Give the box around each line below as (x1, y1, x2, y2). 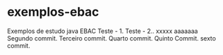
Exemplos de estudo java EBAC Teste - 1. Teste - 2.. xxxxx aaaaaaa (7, 27, 198, 35)
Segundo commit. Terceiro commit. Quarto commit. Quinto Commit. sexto (7, 34, 216, 42)
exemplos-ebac (7, 4, 99, 20)
